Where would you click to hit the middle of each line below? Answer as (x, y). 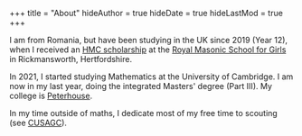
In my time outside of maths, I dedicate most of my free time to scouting (143, 113)
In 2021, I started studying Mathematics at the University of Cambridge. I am (151, 77)
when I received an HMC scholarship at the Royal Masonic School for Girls (148, 50)
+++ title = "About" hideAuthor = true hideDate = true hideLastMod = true (146, 13)
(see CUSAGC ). (38, 122)
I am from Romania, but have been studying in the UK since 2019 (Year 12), (148, 40)
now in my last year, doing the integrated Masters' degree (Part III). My (141, 86)
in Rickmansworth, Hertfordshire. (71, 59)
